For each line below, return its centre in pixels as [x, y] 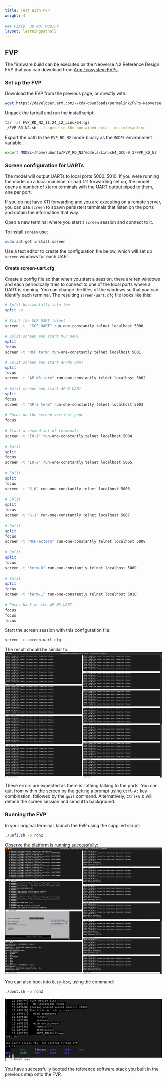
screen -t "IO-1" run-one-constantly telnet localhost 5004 [69, 436]
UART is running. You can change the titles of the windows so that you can [82, 290]
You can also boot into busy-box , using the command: [60, 982]
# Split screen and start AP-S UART [43, 389]
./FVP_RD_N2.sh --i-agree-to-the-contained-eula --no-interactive [75, 128]
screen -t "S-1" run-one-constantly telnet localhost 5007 [68, 515]
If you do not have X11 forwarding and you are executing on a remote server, [83, 202]
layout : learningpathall [31, 32]
